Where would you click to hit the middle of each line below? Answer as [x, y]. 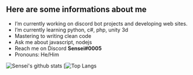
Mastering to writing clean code [53, 36]
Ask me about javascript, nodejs [53, 42]
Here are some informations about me [77, 10]
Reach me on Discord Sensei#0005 [58, 48]
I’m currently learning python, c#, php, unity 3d [71, 30]
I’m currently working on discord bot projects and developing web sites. [101, 23]
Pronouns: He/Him [37, 54]
